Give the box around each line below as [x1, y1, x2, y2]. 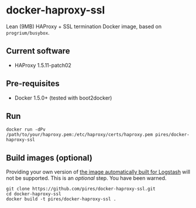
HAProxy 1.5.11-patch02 [14, 62, 72, 69]
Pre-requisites [6, 79, 60, 88]
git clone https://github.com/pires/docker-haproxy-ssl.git [6, 186, 156, 192]
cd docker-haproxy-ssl [6, 191, 61, 197]
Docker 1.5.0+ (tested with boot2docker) [14, 94, 112, 101]
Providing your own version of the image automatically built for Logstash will [6, 168, 190, 176]
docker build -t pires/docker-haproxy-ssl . [6, 196, 116, 202]
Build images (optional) [6, 153, 92, 163]
